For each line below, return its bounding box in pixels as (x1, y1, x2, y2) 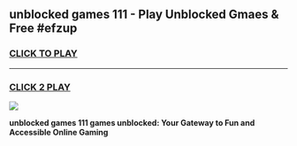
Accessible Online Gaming (9, 127, 109, 137)
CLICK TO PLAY (9, 48, 78, 60)
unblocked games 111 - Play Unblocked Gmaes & (9, 7, 279, 22)
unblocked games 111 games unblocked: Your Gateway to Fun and (9, 117, 255, 127)
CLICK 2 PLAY (9, 81, 71, 93)
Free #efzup (9, 21, 78, 36)
